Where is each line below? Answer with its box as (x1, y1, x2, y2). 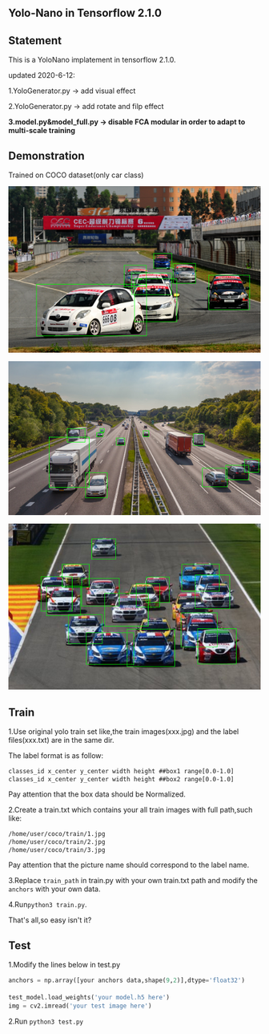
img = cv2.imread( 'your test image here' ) (8, 1002, 152, 1010)
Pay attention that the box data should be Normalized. (8, 789, 187, 799)
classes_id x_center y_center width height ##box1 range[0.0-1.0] (8, 768, 235, 776)
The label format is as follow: (8, 751, 104, 760)
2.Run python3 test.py (8, 1016, 84, 1026)
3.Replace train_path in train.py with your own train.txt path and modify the (8, 876, 258, 886)
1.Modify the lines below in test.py (8, 960, 121, 970)
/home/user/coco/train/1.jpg (8, 830, 106, 838)
